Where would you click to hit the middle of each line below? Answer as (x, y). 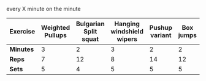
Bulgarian (90, 24)
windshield (127, 31)
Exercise (22, 31)
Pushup (161, 28)
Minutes (22, 49)
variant (161, 35)
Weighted (55, 28)
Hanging (127, 24)
